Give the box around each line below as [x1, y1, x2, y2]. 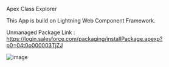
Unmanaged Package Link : [6, 29, 75, 36]
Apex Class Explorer [6, 5, 57, 12]
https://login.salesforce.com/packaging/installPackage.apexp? [6, 35, 163, 42]
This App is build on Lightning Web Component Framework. [6, 17, 156, 24]
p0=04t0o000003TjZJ [6, 42, 63, 49]
